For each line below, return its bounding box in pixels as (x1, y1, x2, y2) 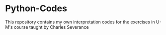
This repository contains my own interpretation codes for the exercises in (5, 19, 155, 25)
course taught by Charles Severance (14, 24, 89, 30)
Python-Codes (5, 3, 67, 14)
